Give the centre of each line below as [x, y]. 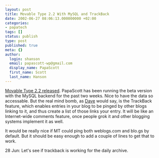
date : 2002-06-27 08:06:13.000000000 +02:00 [51, 18]
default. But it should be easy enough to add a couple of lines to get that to [80, 136]
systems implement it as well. [34, 121]
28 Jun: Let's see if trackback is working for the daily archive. [67, 150]
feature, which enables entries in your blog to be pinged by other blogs [76, 106]
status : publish [21, 37]
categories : [17, 23]
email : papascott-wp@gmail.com [41, 63]
